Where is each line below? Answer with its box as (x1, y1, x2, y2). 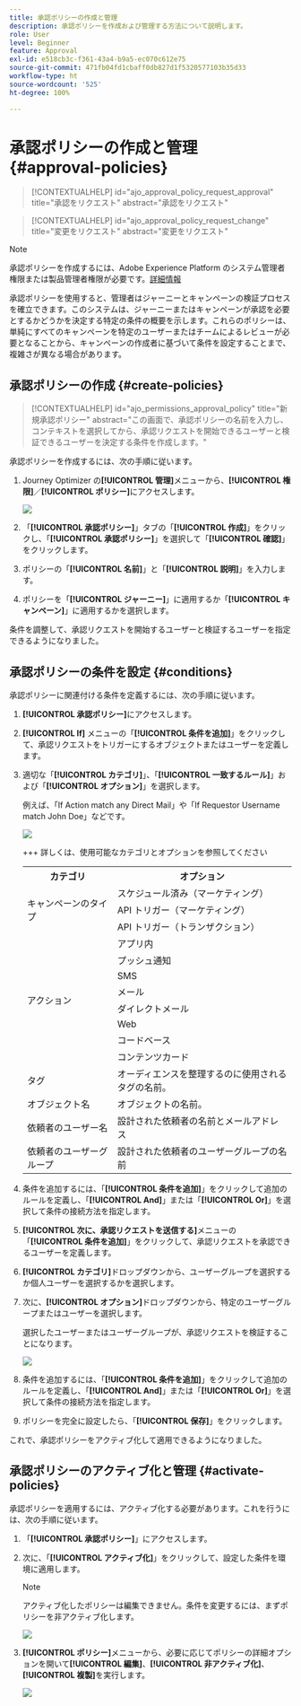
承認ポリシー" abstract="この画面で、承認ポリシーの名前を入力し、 (39, 415, 288, 425)
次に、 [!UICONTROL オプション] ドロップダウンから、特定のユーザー (21, 1297, 276, 1308)
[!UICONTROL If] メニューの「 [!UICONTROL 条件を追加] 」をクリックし (21, 728, 286, 739)
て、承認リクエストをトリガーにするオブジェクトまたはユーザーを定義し (21, 739, 289, 750)
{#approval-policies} (9, 157, 168, 178)
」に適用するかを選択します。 (64, 605, 174, 616)
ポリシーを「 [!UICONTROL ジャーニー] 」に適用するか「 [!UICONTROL (21, 594, 281, 605)
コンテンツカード (116, 1051, 190, 1063)
